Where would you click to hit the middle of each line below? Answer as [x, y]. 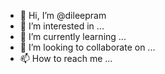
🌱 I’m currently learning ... [73, 36]
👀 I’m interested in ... [62, 26]
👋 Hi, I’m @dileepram [63, 15]
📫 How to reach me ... [66, 58]
